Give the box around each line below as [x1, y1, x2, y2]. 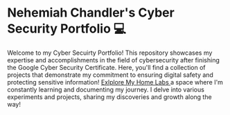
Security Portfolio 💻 [7, 21, 127, 37]
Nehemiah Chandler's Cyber [7, 5, 175, 21]
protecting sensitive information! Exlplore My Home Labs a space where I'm [7, 78, 224, 86]
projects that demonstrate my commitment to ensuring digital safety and [7, 71, 213, 79]
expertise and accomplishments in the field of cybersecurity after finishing [7, 55, 220, 64]
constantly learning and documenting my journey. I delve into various [7, 85, 204, 94]
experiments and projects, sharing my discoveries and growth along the [7, 92, 213, 101]
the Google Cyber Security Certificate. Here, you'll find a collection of [7, 63, 206, 71]
